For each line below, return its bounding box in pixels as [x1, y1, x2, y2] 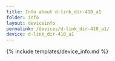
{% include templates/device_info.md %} [6, 48, 109, 55]
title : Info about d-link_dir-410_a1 [6, 8, 102, 15]
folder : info [6, 14, 39, 21]
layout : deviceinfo [6, 20, 56, 26]
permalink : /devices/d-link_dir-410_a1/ [6, 25, 110, 32]
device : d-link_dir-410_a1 [6, 31, 74, 37]
